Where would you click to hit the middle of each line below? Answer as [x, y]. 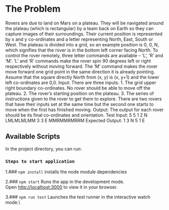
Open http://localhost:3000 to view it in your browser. [62, 187]
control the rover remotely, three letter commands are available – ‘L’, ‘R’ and [84, 55]
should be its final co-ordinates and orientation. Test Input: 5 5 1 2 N [76, 115]
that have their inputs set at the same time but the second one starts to [79, 104]
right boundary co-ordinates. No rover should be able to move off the [78, 88]
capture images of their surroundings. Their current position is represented [84, 34]
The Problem [33, 9]
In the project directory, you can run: [44, 149]
